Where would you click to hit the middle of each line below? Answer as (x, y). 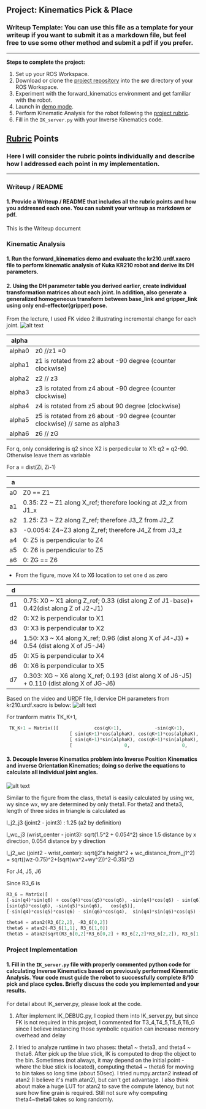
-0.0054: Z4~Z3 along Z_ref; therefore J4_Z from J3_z (102, 530)
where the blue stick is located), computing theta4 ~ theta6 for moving (105, 1067)
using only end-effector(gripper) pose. (57, 305)
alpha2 (19, 378)
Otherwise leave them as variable (48, 455)
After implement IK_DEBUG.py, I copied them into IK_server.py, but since (107, 1016)
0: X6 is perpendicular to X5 (64, 666)
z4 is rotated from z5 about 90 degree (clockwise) (108, 406)
